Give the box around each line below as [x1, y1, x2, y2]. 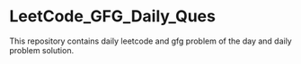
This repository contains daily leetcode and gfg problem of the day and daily [9, 36, 292, 46]
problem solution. [9, 44, 75, 55]
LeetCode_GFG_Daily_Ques [9, 6, 216, 27]
